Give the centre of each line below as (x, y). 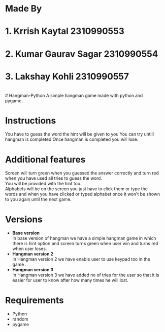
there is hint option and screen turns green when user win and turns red (85, 244)
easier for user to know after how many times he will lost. (70, 280)
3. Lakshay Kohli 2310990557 (67, 76)
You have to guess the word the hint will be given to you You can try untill (80, 134)
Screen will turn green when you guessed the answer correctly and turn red (82, 173)
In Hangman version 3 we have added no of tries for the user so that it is (85, 275)
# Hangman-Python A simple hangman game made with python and (74, 95)
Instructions (31, 120)
